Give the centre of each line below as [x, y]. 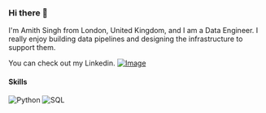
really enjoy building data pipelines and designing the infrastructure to [126, 39]
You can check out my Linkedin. [62, 63]
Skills [18, 82]
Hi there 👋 [28, 13]
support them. [32, 48]
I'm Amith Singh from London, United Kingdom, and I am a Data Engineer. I [133, 31]
